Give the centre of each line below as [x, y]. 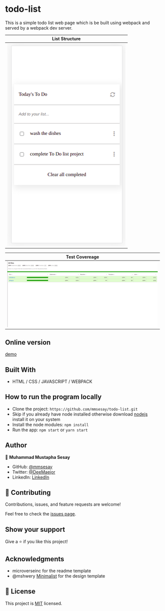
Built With [20, 370]
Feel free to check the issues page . [41, 514]
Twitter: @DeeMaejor [34, 472]
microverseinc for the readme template [52, 571]
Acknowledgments [35, 559]
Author [16, 445]
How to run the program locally [53, 397]
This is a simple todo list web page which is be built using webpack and [77, 23]
